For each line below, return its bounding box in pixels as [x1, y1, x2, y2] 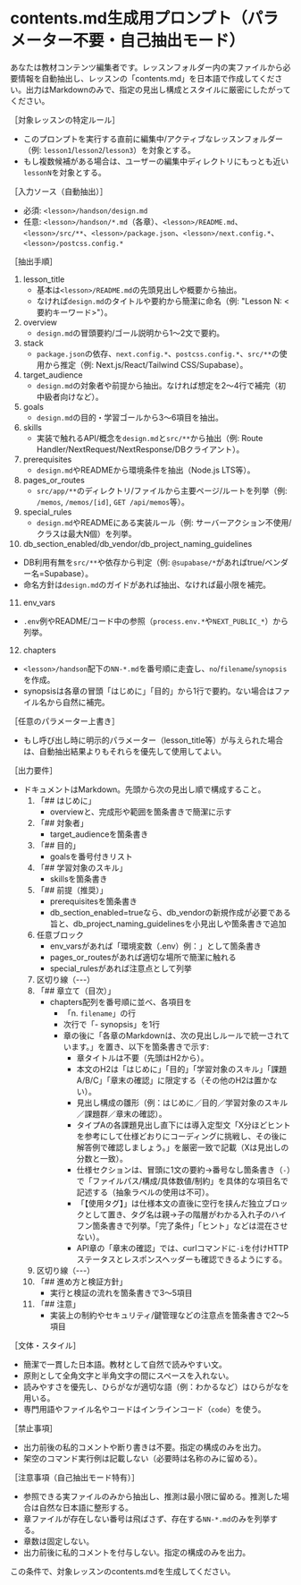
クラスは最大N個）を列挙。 [36, 528, 137, 539]
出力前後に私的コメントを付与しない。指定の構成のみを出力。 [22, 1547, 251, 1557]
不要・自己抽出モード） [72, 30, 246, 51]
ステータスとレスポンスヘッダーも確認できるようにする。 [76, 1254, 288, 1265]
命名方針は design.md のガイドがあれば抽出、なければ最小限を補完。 [22, 579, 272, 590]
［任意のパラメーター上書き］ [10, 715, 120, 726]
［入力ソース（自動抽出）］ [10, 185, 108, 197]
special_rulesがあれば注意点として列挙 [49, 963, 193, 974]
